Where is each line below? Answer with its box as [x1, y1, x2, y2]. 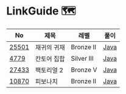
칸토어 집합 [35, 55, 65, 63]
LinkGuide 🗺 [6, 4, 76, 18]
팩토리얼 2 [35, 65, 64, 74]
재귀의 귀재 [35, 43, 65, 52]
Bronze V [71, 65, 97, 74]
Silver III [71, 54, 94, 62]
